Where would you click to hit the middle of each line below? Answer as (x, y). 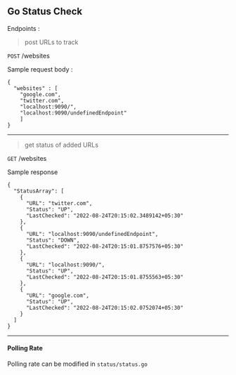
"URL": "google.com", (58, 295)
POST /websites (29, 55)
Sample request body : (40, 69)
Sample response (33, 172)
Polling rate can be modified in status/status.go (77, 364)
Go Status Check (45, 12)
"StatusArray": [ (39, 191)
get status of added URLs (61, 145)
